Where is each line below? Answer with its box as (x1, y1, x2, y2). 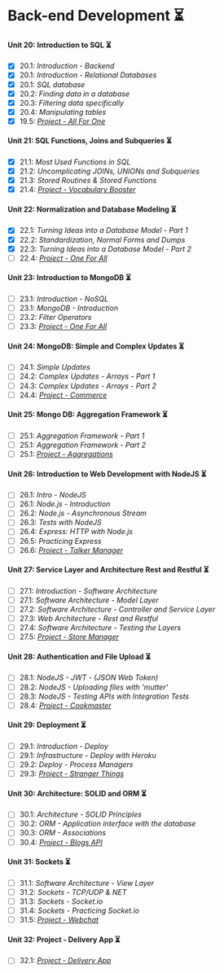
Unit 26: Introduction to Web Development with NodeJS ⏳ (7, 469, 207, 479)
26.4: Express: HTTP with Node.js (19, 527, 134, 537)
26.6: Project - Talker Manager (19, 545, 124, 554)
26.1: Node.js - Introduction (19, 499, 111, 509)
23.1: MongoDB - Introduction (19, 303, 119, 313)
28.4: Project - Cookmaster (19, 700, 112, 710)
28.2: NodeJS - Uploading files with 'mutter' (19, 682, 169, 692)
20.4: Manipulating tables (19, 107, 107, 116)
